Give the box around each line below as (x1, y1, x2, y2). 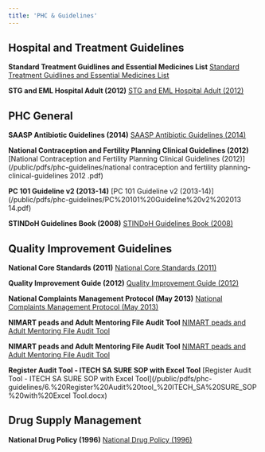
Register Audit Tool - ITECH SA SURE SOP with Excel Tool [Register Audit (8, 365, 252, 375)
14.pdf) (8, 204, 32, 213)
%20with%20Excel (8, 391, 72, 400)
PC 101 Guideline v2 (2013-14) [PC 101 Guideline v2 (8, 186, 178, 196)
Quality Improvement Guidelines (8, 242, 173, 255)
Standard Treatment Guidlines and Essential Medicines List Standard (8, 62, 240, 72)
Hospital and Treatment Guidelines (8, 41, 185, 55)
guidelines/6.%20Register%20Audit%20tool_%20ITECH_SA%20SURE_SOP (8, 383, 257, 392)
